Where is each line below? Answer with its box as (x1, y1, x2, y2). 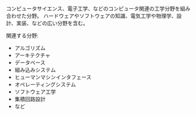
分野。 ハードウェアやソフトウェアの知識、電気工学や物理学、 (26, 12, 177, 19)
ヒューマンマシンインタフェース (14, 74, 92, 81)
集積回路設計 (14, 96, 46, 102)
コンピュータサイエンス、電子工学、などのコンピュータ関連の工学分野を (6, 5, 180, 12)
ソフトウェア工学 (14, 88, 56, 95)
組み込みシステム (14, 67, 56, 73)
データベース (14, 59, 46, 66)
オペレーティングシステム (14, 81, 76, 88)
